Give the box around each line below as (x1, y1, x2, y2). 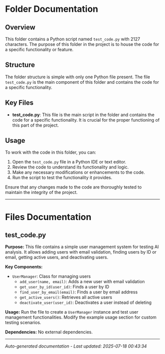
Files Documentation (5, 211, 92, 223)
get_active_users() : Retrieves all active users (19, 294, 112, 300)
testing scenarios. (5, 320, 42, 325)
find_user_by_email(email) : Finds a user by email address (19, 289, 138, 295)
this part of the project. (12, 122, 59, 128)
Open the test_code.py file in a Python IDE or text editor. (12, 159, 127, 165)
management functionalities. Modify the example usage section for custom (5, 314, 157, 321)
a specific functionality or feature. (5, 47, 74, 52)
